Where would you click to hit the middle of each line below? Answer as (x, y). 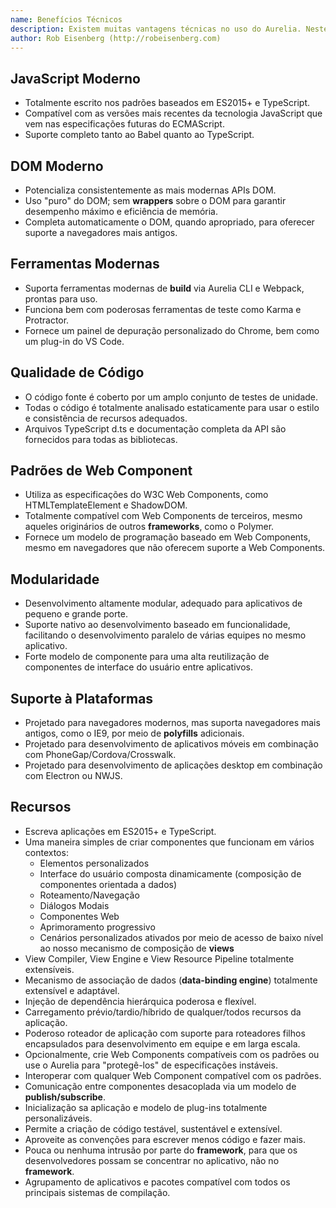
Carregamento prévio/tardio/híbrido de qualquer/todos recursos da (163, 1012)
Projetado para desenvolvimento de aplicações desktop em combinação (173, 765)
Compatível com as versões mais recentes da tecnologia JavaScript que (173, 113)
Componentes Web (79, 916)
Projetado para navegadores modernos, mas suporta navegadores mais (172, 723)
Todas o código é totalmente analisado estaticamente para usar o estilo (172, 407)
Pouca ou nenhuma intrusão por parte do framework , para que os (161, 1150)
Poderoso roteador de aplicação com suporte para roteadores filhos (165, 1033)
